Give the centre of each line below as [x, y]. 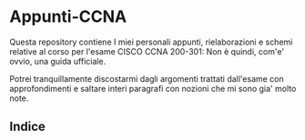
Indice [27, 127]
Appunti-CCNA [68, 17]
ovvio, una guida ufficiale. [58, 61]
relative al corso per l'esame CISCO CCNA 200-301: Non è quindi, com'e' [147, 51]
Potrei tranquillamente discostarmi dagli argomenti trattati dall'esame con [147, 78]
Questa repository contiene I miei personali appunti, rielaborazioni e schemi [151, 42]
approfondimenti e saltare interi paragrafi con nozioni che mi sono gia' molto [153, 88]
